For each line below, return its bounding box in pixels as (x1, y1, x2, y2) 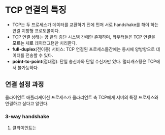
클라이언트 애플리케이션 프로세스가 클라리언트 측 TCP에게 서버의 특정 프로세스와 (5, 94, 159, 100)
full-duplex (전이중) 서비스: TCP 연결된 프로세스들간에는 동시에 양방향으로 (12, 46, 155, 52)
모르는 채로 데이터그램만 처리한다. (12, 40, 77, 46)
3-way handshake (5, 113, 49, 120)
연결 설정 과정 (5, 81, 44, 89)
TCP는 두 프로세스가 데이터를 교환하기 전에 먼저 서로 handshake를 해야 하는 (12, 22, 159, 27)
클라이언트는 (12, 125, 37, 131)
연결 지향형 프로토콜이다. (12, 27, 60, 33)
